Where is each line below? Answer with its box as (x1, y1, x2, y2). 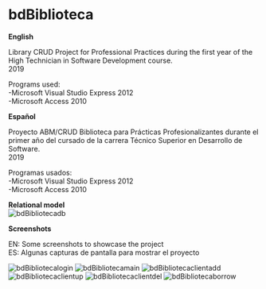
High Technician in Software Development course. (8, 56, 173, 65)
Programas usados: (8, 168, 72, 177)
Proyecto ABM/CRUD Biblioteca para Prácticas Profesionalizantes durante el (8, 127, 259, 137)
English (8, 32, 34, 41)
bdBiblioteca (8, 6, 94, 24)
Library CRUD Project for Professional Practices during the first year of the (8, 47, 253, 56)
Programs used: (8, 79, 61, 89)
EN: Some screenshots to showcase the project (8, 239, 164, 249)
